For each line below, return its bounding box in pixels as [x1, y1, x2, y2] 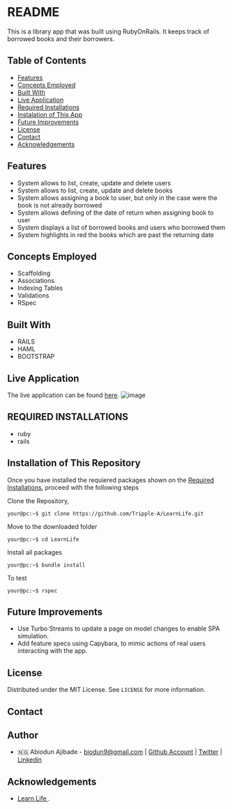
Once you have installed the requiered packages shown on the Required [7, 475, 215, 484]
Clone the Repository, [7, 496, 70, 505]
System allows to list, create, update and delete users [17, 178, 171, 187]
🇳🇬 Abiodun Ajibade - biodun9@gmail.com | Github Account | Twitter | [17, 748, 223, 756]
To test [7, 573, 27, 582]
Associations [17, 277, 54, 285]
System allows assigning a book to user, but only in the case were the [17, 193, 218, 202]
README [7, 4, 60, 20]
